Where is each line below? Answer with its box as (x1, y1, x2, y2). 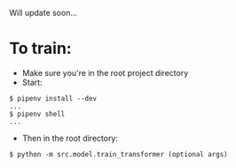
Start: (21, 77, 43, 88)
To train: (9, 39, 73, 58)
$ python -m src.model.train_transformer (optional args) (9, 149, 228, 158)
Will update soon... (9, 8, 78, 18)
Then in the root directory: (21, 133, 118, 143)
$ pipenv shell (9, 110, 66, 118)
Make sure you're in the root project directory (21, 67, 189, 78)
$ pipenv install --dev (9, 94, 98, 103)
